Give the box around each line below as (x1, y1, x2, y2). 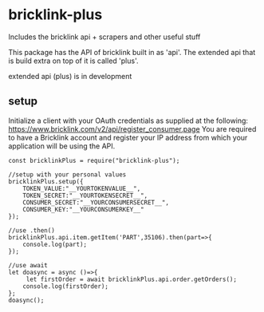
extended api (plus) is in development (8, 71, 132, 81)
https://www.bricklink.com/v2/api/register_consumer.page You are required (8, 124, 257, 133)
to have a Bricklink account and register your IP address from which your (8, 132, 248, 142)
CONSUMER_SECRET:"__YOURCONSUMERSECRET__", (22, 198, 170, 207)
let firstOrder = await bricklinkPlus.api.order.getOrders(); (26, 275, 238, 283)
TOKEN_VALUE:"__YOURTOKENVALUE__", (22, 184, 141, 192)
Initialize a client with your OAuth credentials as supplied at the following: (8, 116, 249, 125)
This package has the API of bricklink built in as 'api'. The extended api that (8, 47, 256, 57)
